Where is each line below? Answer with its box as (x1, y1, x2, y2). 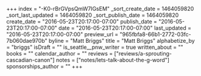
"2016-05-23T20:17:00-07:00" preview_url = (6, 31, 119, 38)
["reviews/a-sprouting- (114, 50, 172, 57)
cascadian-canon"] (6, 57, 55, 63)
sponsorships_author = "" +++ (6, 63, 83, 70)
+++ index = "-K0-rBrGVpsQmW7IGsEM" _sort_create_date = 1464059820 (6, 5, 194, 12)
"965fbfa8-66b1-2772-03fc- (119, 31, 192, 38)
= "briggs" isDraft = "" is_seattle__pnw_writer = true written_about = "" (6, 43, 184, 51)
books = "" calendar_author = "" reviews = (6, 50, 113, 57)
